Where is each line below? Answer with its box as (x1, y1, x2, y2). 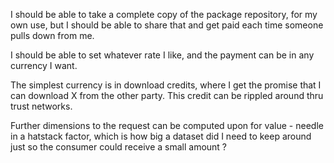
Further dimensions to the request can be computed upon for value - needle (10, 120, 324, 131)
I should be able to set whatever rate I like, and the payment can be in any (10, 49, 315, 61)
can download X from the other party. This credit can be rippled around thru (10, 90, 324, 101)
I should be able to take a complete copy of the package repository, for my (10, 9, 318, 20)
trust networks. (10, 100, 73, 112)
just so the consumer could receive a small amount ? (10, 141, 228, 153)
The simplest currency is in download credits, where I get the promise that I (10, 79, 322, 91)
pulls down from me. (10, 30, 95, 41)
